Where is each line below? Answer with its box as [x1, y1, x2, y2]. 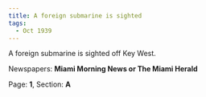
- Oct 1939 [15, 26, 52, 34]
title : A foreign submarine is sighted [8, 11, 142, 20]
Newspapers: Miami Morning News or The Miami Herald [8, 64, 199, 74]
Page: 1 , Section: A [8, 79, 71, 89]
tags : [8, 19, 27, 27]
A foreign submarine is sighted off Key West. [8, 49, 157, 59]
